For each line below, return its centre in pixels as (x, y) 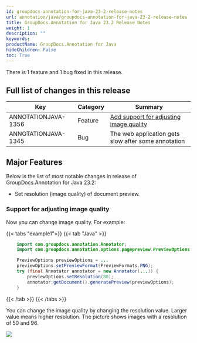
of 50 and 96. (23, 323)
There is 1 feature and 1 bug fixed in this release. (64, 72)
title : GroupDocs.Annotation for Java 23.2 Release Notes (78, 22)
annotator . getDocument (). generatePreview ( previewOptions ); (101, 282)
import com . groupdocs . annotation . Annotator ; (72, 244)
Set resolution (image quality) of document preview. (77, 194)
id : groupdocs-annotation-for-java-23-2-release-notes (74, 11)
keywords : (18, 39)
